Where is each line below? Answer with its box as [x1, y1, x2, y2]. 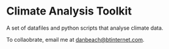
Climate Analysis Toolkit [6, 4, 132, 18]
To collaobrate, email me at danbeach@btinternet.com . [6, 36, 145, 43]
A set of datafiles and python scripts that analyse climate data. [6, 24, 164, 31]
